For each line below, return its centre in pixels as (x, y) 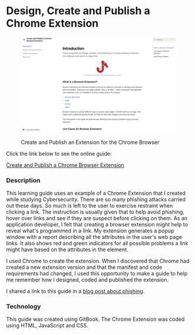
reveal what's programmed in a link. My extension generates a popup (90, 231)
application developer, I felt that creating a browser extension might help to (97, 225)
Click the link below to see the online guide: (59, 153)
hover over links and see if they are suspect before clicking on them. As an (97, 218)
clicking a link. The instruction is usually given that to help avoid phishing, (95, 212)
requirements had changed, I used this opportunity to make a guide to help (97, 274)
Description (23, 180)
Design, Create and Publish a (78, 11)
